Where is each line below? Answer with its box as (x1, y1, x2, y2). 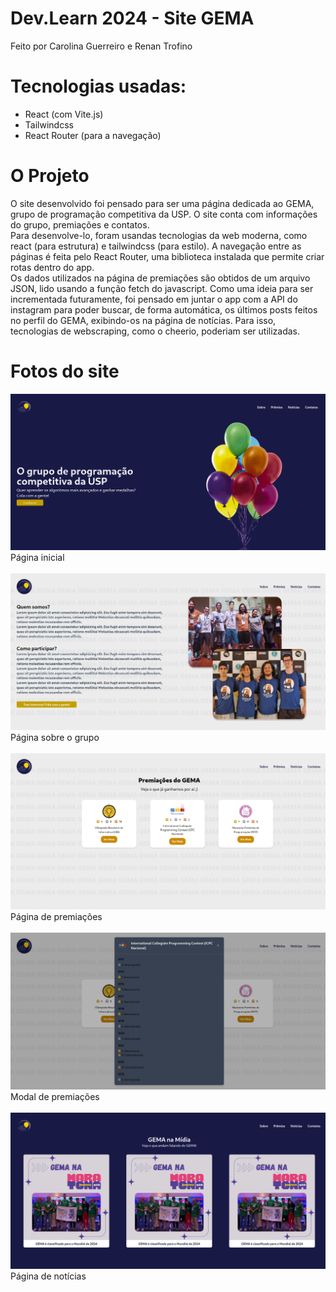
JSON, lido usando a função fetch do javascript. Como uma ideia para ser (10, 282, 314, 294)
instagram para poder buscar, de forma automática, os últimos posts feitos (10, 303, 318, 316)
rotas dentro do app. (10, 261, 95, 273)
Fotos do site (10, 360, 120, 382)
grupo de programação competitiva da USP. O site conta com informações (10, 208, 318, 220)
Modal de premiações (10, 1090, 100, 1102)
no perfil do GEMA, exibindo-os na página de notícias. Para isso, (10, 314, 277, 326)
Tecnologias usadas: (10, 75, 187, 98)
